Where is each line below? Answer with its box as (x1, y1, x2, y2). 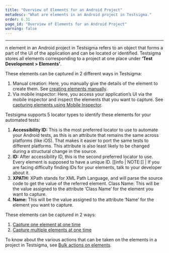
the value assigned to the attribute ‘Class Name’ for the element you (12, 186, 154, 192)
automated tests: (5, 117, 40, 123)
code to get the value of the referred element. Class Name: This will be (12, 180, 159, 187)
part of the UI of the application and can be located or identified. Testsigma (5, 50, 161, 56)
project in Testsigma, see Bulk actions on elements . (5, 242, 112, 248)
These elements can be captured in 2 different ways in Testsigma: (5, 71, 142, 77)
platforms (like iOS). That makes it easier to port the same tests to (12, 137, 149, 144)
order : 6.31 (5, 17, 30, 22)
